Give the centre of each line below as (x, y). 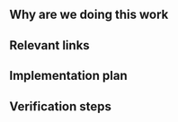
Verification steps (61, 106)
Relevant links (49, 45)
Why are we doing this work (89, 15)
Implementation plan (68, 76)
